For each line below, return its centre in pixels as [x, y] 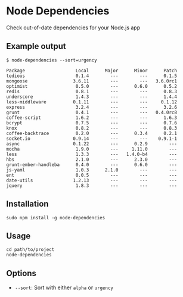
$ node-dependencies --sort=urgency [52, 60]
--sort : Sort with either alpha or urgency [64, 287]
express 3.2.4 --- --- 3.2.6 [92, 107]
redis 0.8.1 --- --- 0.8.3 [92, 91]
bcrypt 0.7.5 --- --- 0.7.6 [92, 123]
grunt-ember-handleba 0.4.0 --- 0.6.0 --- [92, 165]
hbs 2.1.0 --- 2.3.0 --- [92, 160]
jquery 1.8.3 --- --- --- [92, 186]
